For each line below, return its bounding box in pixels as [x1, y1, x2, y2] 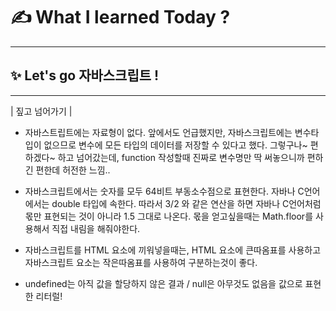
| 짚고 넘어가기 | [10, 105, 73, 117]
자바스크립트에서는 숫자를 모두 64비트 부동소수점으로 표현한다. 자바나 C [24, 185, 305, 197]
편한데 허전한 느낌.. [35, 164, 111, 176]
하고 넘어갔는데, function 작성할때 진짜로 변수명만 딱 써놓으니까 [57, 151, 305, 163]
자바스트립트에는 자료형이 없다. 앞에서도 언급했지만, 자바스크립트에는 [24, 126, 293, 138]
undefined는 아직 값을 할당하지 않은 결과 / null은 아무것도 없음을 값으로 [24, 277, 303, 289]
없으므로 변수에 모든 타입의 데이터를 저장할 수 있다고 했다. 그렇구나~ [43, 139, 308, 151]
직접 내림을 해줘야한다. [51, 222, 141, 234]
